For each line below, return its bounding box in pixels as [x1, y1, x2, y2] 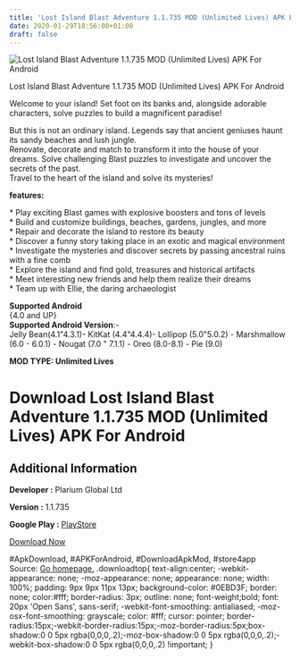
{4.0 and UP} [9, 310, 57, 321]
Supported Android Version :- [9, 319, 120, 331]
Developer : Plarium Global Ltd [9, 485, 123, 495]
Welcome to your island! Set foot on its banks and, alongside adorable [9, 98, 267, 109]
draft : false [9, 30, 58, 38]
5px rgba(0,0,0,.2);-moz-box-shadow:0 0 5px [54, 629, 222, 640]
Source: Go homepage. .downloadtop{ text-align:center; [9, 563, 216, 574]
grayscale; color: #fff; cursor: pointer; [87, 611, 225, 621]
